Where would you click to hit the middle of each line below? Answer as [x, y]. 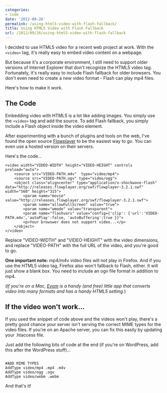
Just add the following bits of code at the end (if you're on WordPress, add [82, 345]
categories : [17, 10]
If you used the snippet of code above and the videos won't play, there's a [82, 319]
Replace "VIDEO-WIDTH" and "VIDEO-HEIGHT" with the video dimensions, [82, 240]
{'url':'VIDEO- [144, 213]
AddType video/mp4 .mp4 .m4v [35, 368]
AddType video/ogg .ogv [30, 372]
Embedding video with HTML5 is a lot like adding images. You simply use [80, 115]
